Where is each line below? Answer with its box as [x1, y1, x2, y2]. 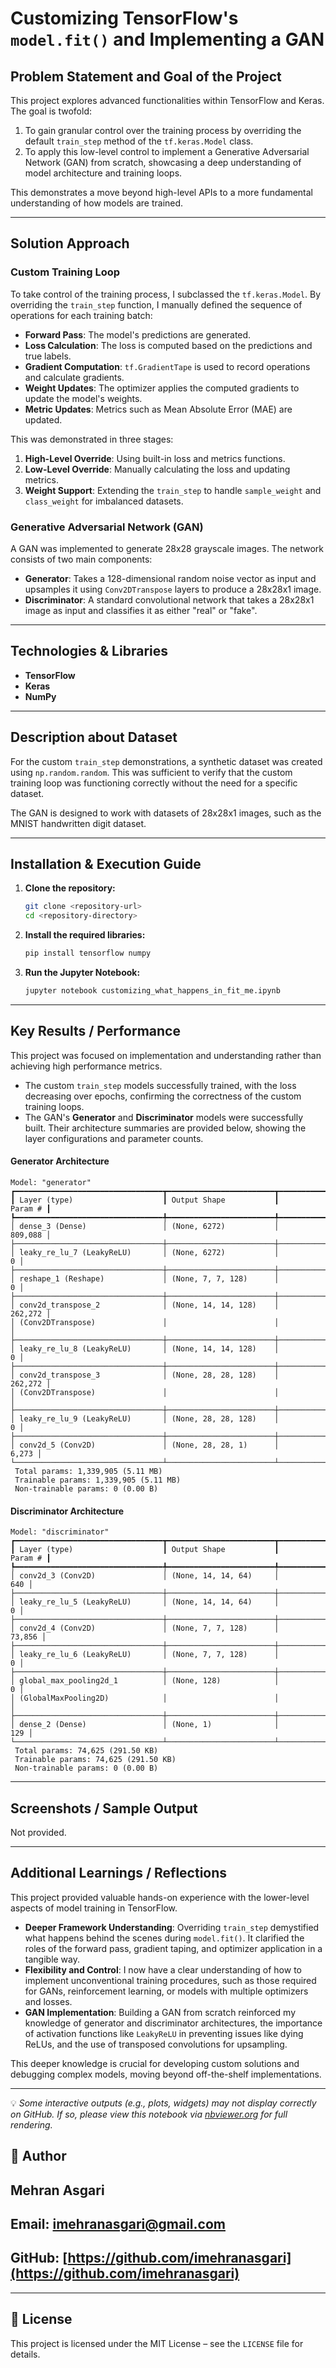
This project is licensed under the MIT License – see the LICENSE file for [10, 2337, 304, 2349]
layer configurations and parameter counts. [24, 1132, 204, 1144]
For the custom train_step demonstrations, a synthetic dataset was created [10, 755, 323, 767]
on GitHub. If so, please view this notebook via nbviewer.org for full [10, 2108, 288, 2120]
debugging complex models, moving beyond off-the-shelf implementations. [10, 2068, 322, 2080]
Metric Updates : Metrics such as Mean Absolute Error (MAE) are [24, 403, 293, 415]
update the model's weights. [24, 392, 143, 404]
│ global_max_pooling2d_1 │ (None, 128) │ [10, 1676, 280, 1686]
